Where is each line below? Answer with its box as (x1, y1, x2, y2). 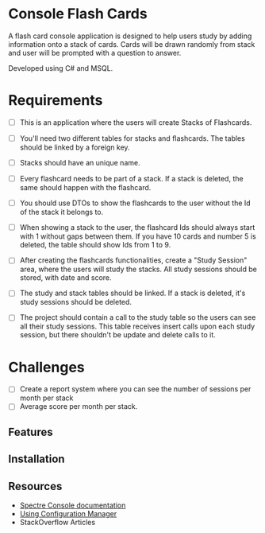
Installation (8, 453, 65, 466)
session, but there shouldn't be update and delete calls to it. (19, 330, 216, 340)
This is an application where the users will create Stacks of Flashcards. (19, 117, 252, 127)
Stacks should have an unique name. (19, 158, 140, 167)
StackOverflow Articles (19, 518, 96, 527)
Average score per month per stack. (19, 402, 138, 411)
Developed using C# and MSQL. (8, 63, 113, 72)
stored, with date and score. (19, 273, 113, 282)
